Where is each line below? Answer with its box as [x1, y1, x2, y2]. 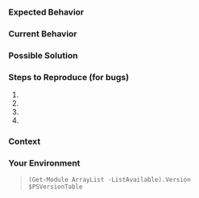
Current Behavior [8, 27, 78, 39]
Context [8, 136, 41, 147]
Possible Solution [8, 49, 78, 61]
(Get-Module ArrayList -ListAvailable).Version [27, 176, 191, 184]
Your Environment [8, 157, 81, 168]
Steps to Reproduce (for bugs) [8, 71, 130, 82]
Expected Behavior [8, 6, 85, 18]
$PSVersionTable [27, 183, 83, 192]
